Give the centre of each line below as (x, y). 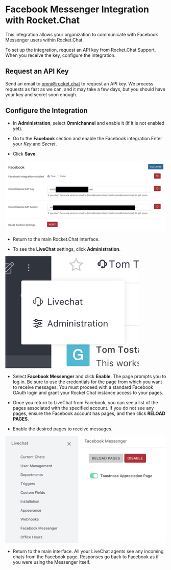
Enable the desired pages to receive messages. (63, 429)
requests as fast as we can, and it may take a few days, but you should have (86, 89)
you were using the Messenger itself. (52, 562)
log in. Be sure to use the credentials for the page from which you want (87, 382)
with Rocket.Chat (43, 20)
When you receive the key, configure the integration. (60, 55)
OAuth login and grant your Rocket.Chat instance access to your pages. (88, 393)
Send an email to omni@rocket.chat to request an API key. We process (79, 83)
